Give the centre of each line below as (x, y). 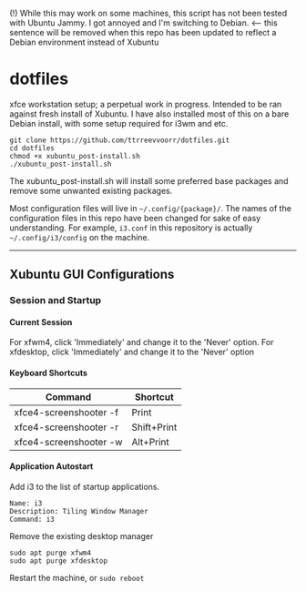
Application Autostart (51, 466)
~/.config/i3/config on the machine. (80, 237)
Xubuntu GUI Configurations (92, 275)
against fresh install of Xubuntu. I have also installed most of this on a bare (149, 114)
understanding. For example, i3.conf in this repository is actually (131, 228)
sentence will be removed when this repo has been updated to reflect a (143, 32)
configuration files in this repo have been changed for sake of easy (135, 218)
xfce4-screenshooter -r (66, 427)
